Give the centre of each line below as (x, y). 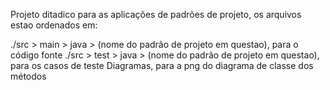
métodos (28, 76)
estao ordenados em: (54, 25)
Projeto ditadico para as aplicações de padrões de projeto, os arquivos (156, 14)
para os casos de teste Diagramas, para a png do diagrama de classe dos (162, 65)
